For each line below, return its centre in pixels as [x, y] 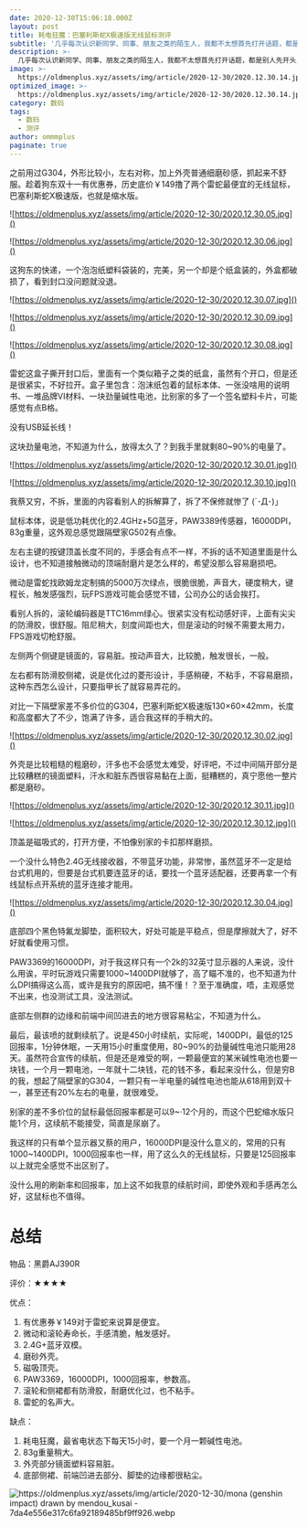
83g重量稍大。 [50, 1452]
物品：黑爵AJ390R [45, 1264]
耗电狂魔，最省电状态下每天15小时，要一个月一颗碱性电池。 [135, 1440]
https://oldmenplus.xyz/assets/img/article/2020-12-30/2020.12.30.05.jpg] [154, 214]
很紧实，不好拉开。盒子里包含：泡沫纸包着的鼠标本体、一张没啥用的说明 [153, 384]
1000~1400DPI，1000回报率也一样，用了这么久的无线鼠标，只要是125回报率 [153, 1154]
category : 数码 [37, 103]
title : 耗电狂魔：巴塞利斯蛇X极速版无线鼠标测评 [90, 35]
